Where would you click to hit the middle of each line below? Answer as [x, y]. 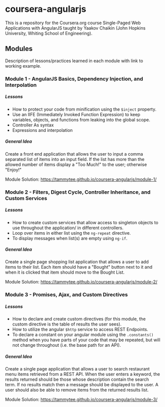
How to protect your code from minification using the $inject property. [84, 109]
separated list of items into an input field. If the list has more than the [75, 159]
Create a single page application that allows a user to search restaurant [78, 369]
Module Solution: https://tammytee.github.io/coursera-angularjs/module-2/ [81, 282]
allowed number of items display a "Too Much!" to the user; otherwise [76, 164]
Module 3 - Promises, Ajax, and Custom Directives [66, 295]
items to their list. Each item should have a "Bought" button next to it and [79, 267]
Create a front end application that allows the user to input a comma [74, 154]
